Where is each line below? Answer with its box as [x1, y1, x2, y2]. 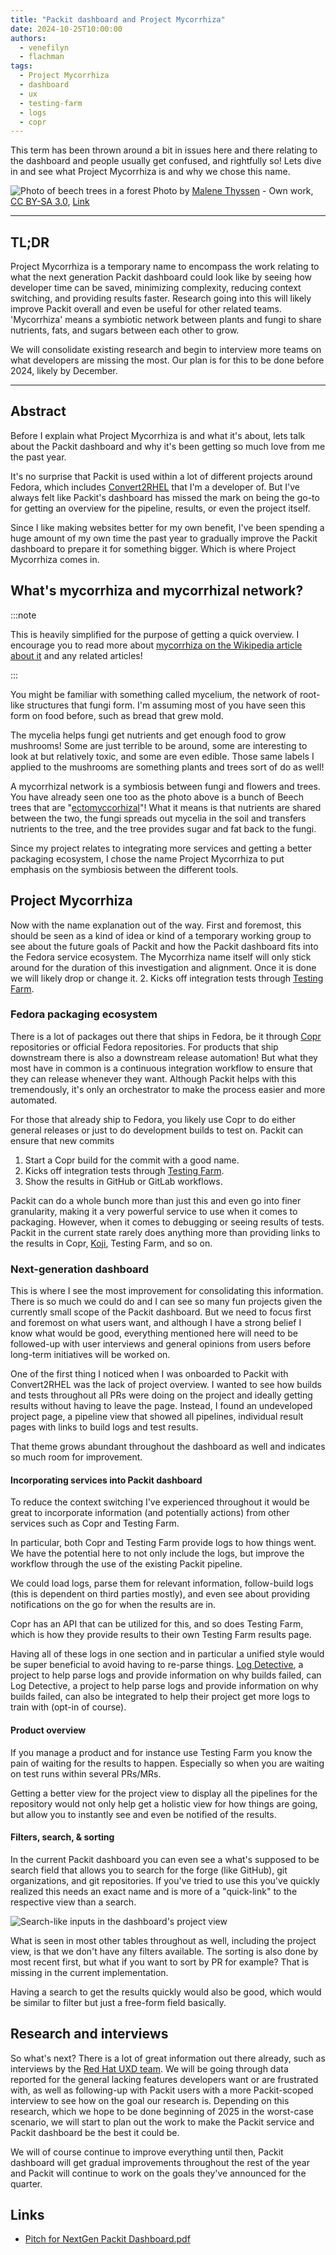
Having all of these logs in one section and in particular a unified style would [10, 1648, 325, 1660]
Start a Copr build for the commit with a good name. [24, 1154, 240, 1166]
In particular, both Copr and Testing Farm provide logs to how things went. [10, 1537, 317, 1549]
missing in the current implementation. [10, 1966, 169, 1978]
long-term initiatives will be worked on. [10, 1349, 171, 1361]
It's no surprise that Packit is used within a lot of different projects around [10, 470, 313, 482]
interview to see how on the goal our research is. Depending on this [10, 2094, 290, 2106]
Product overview [10, 1724, 87, 1736]
